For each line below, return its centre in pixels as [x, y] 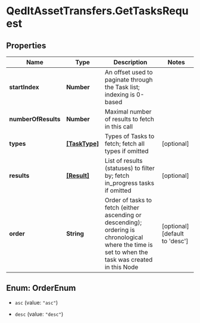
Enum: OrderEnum [41, 288]
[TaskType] [83, 144]
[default [173, 233]
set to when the [126, 252]
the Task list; [122, 87]
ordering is [120, 230]
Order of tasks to [128, 200]
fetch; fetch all [124, 144]
